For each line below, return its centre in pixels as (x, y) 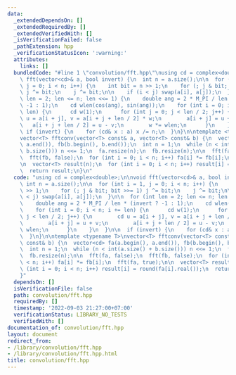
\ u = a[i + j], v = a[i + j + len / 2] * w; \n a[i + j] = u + (125, 118)
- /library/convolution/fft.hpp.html (63, 354)
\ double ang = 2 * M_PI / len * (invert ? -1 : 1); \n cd (116, 204)
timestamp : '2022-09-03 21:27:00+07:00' (73, 308)
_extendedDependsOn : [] (48, 20)
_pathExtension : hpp (44, 46)
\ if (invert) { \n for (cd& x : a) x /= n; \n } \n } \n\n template (120, 132)
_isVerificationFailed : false (58, 40)
